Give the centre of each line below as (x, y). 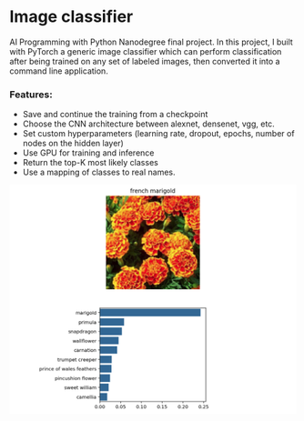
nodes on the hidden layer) (73, 144)
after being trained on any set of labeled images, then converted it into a (145, 61)
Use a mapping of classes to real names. (99, 172)
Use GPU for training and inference (88, 153)
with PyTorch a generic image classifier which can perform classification (146, 51)
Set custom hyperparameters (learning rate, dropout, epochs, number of (158, 134)
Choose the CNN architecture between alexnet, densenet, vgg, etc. (148, 124)
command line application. (59, 71)
